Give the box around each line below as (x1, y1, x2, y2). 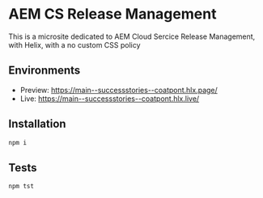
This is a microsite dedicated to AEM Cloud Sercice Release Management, (8, 32, 256, 41)
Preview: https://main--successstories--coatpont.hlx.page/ (19, 85, 218, 95)
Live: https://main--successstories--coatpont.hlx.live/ (19, 94, 200, 103)
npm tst (8, 183, 35, 191)
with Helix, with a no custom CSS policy (8, 40, 141, 49)
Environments (8, 64, 81, 78)
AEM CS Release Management (8, 5, 217, 23)
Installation (8, 117, 66, 131)
